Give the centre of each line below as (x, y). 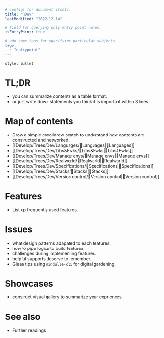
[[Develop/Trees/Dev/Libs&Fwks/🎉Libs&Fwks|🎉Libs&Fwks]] (72, 150)
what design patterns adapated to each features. (61, 243)
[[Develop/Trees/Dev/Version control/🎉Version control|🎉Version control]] (86, 176)
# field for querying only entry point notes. (53, 27)
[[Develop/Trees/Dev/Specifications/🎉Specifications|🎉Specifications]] (83, 166)
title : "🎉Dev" (20, 14)
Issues (19, 229)
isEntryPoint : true (25, 32)
